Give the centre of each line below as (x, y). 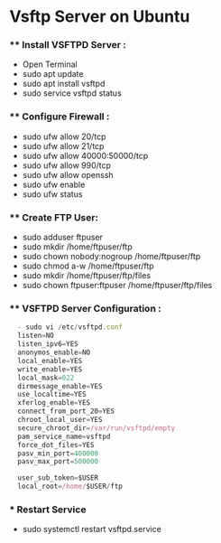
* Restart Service (48, 510)
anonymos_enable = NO (54, 352)
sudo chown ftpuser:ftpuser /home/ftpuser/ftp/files (117, 286)
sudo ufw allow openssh (68, 174)
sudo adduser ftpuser (63, 238)
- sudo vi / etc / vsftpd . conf (70, 327)
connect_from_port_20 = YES (66, 412)
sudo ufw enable (54, 184)
